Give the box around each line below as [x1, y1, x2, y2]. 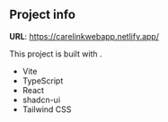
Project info [9, 7, 76, 22]
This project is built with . [9, 48, 102, 59]
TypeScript [22, 75, 64, 86]
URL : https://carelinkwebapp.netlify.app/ [9, 30, 160, 41]
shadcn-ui [22, 94, 61, 105]
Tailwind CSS [22, 103, 72, 115]
